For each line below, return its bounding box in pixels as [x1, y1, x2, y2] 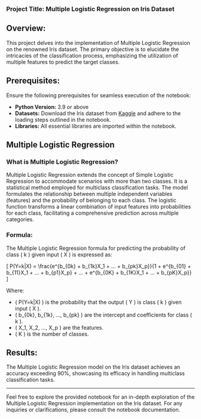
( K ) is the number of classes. [14, 330, 89, 337]
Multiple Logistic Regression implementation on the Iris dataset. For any [6, 400, 182, 407]
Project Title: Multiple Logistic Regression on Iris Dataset [6, 5, 175, 13]
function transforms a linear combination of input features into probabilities [6, 203, 191, 210]
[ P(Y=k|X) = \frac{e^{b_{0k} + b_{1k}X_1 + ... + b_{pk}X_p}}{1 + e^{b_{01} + [6, 263, 191, 270]
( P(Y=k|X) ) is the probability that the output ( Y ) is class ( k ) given [14, 299, 182, 306]
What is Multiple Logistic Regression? [6, 158, 118, 166]
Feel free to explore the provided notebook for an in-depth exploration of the [6, 393, 195, 400]
